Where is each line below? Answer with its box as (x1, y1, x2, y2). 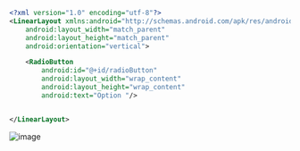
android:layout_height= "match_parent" (25, 33, 170, 42)
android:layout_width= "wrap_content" (41, 74, 181, 84)
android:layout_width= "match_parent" (25, 25, 166, 34)
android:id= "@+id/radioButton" (41, 66, 158, 75)
